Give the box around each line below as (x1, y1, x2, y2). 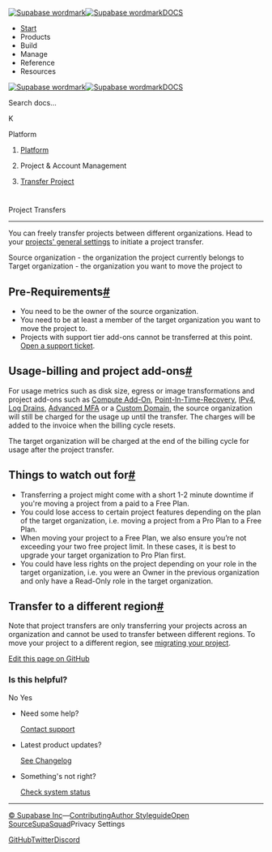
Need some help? (19, 708, 79, 718)
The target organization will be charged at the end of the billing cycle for (8, 436, 249, 445)
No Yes (8, 692, 32, 702)
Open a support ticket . (19, 341, 96, 351)
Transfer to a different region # (8, 600, 164, 613)
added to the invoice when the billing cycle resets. (8, 420, 176, 430)
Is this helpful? (8, 674, 68, 686)
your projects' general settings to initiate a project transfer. (8, 237, 204, 247)
